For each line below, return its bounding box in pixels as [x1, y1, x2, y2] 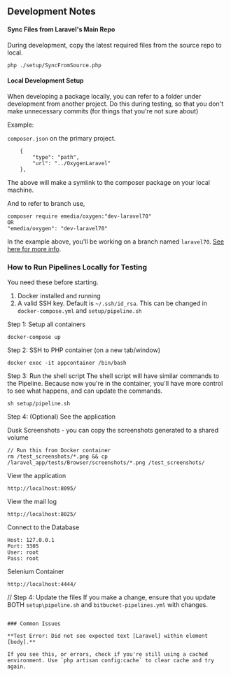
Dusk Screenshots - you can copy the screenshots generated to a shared [7, 426, 219, 435]
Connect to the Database [7, 523, 80, 531]
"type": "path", [32, 153, 80, 160]
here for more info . [7, 244, 62, 253]
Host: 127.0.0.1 [7, 537, 55, 544]
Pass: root [7, 555, 39, 562]
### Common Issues [7, 620, 61, 627]
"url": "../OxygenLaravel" [32, 160, 111, 167]
